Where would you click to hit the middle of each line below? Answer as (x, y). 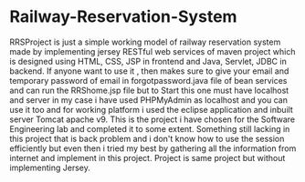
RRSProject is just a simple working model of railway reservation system (145, 42)
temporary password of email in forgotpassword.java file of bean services (148, 80)
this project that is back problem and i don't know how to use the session (147, 138)
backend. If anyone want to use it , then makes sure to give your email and (149, 71)
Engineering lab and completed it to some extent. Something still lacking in (150, 128)
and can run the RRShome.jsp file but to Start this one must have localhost (149, 90)
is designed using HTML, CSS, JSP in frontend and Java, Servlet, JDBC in (148, 61)
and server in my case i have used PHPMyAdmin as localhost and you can (148, 100)
